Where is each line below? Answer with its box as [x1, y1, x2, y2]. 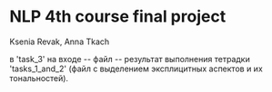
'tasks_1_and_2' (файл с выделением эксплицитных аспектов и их [9, 63, 264, 74]
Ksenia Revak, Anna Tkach [9, 36, 110, 47]
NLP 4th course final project [9, 6, 227, 27]
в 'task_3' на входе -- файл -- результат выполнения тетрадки [9, 53, 250, 64]
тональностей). [9, 72, 69, 83]
